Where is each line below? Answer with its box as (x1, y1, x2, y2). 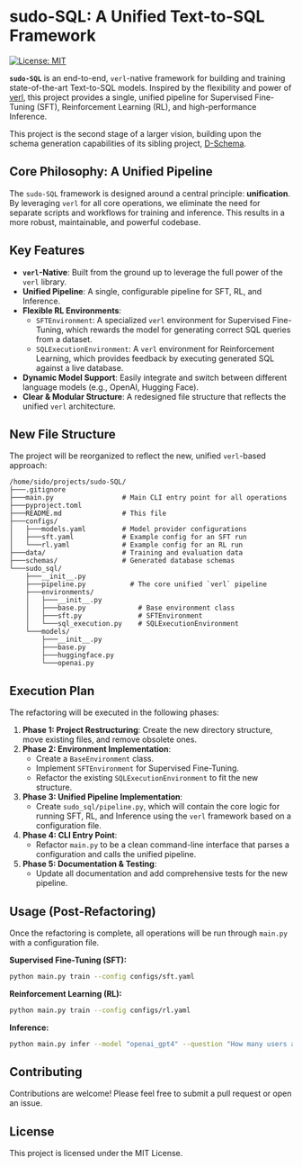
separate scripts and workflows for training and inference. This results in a (9, 207, 285, 218)
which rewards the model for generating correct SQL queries (66, 324, 291, 335)
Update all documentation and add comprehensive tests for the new (35, 868, 289, 879)
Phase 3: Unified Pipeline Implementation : (22, 792, 183, 802)
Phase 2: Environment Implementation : (22, 744, 172, 755)
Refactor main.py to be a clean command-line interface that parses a (35, 839, 290, 850)
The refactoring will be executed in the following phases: (9, 707, 219, 718)
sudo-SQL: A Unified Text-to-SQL (9, 6, 265, 27)
